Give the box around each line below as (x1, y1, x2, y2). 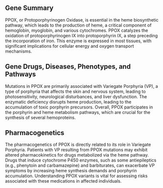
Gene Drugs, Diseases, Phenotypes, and (5, 62, 131, 71)
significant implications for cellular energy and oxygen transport (5, 43, 134, 49)
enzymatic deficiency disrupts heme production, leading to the (5, 99, 132, 105)
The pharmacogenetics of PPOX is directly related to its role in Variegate (5, 142, 151, 148)
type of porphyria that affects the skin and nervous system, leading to (5, 88, 146, 94)
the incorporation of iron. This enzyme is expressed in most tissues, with (5, 38, 152, 44)
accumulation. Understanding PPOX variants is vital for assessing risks (5, 173, 148, 179)
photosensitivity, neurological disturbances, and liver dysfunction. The (5, 93, 147, 100)
